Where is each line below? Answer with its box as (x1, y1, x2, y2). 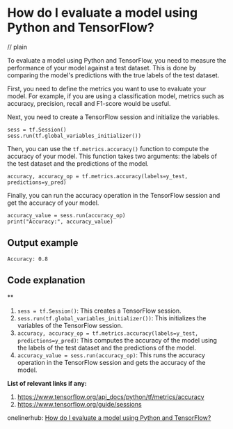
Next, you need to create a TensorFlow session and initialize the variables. (7, 113, 220, 121)
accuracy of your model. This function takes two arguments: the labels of (7, 152, 218, 160)
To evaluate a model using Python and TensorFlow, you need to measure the (7, 56, 227, 64)
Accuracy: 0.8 (7, 256, 49, 263)
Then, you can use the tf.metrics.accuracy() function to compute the (7, 144, 209, 153)
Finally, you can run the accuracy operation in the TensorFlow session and (7, 191, 220, 199)
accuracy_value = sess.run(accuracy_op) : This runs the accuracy (17, 350, 205, 359)
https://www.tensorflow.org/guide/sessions (17, 400, 142, 408)
